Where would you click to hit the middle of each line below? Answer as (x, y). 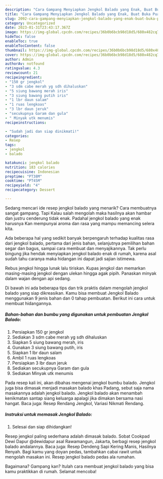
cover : (12, 55)
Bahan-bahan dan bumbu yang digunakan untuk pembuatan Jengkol (77, 315)
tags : (10, 145)
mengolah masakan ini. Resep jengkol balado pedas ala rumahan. (70, 457)
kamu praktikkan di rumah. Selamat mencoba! (51, 471)
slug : (10, 18)
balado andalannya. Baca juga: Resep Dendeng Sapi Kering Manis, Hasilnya (81, 446)
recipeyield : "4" (23, 185)
